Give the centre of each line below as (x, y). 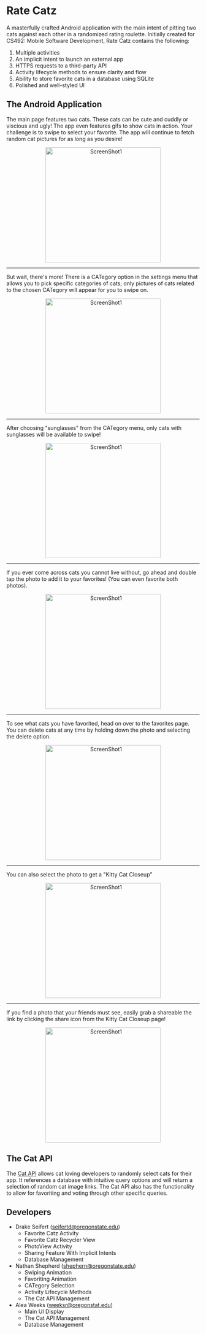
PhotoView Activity (48, 1246)
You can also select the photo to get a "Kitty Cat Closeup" (79, 874)
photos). (17, 585)
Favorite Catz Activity (51, 1233)
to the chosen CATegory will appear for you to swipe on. (77, 289)
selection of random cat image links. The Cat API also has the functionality (101, 1186)
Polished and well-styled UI (50, 85)
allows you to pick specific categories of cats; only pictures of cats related (100, 283)
